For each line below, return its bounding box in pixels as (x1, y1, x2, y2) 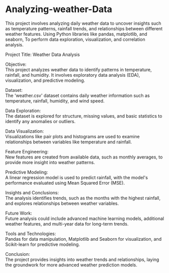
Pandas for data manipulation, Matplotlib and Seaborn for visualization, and (5, 236, 162, 242)
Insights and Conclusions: (5, 189, 59, 195)
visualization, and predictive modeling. (5, 77, 85, 83)
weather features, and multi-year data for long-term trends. (5, 221, 129, 227)
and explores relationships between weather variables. (5, 200, 119, 206)
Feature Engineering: (5, 148, 49, 154)
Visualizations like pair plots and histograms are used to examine (5, 133, 140, 139)
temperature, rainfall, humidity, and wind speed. (5, 97, 105, 104)
